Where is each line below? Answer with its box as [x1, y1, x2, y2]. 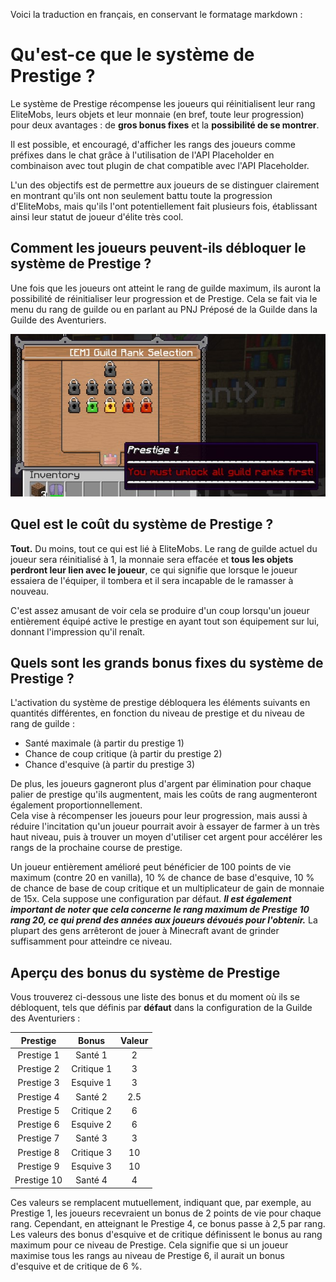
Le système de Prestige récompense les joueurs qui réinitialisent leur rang [10, 97, 316, 109]
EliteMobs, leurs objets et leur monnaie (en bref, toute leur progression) [10, 108, 305, 120]
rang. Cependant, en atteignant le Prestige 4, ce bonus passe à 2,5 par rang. [10, 1217, 326, 1229]
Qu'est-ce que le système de [10, 44, 255, 66]
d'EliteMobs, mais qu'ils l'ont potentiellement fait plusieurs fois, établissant [10, 200, 318, 212]
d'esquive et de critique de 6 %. [10, 1260, 143, 1272]
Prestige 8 [17, 1146, 60, 1158]
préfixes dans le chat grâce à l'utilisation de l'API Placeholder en [10, 149, 275, 161]
